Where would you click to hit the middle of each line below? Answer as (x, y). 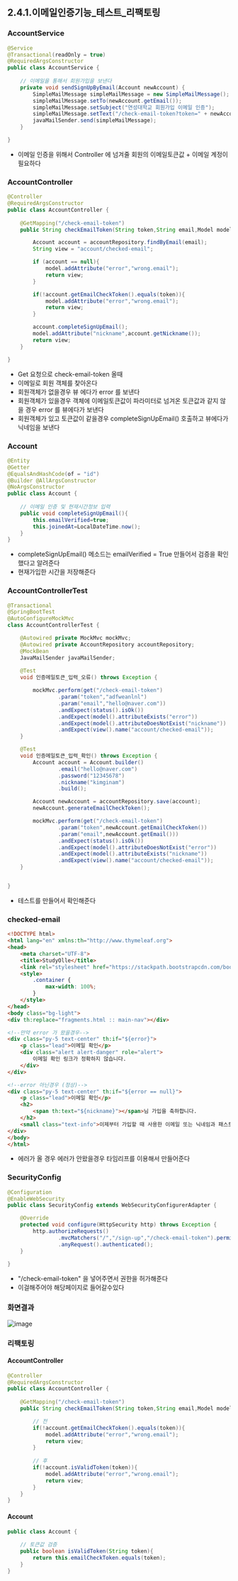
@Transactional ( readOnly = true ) (57, 55)
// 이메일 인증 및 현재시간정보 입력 (65, 507)
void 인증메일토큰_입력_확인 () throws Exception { (89, 756)
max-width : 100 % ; (71, 987)
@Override (35, 1218)
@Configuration (30, 1192)
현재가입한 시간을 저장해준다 (57, 572)
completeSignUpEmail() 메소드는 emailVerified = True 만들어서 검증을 (117, 554)
